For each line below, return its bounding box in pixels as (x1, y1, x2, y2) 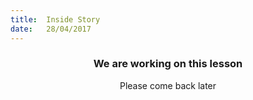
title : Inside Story (10, 14, 101, 25)
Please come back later (119, 79, 217, 91)
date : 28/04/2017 (10, 24, 92, 34)
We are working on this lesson (93, 57, 243, 71)
